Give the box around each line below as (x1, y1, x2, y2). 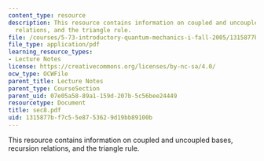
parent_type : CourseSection (8, 84, 101, 93)
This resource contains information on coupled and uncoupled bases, (8, 135, 233, 145)
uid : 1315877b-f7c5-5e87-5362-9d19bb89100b (8, 114, 153, 122)
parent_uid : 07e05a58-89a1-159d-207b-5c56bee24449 (8, 92, 178, 100)
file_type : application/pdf (8, 41, 101, 49)
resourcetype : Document (8, 99, 86, 107)
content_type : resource (8, 11, 86, 20)
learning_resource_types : (8, 48, 93, 56)
